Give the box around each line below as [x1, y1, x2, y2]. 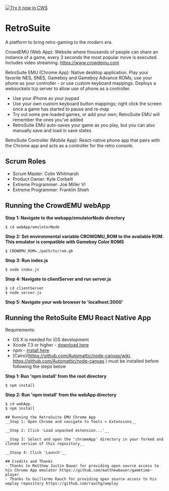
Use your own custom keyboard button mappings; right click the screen [12, 100, 162, 106]
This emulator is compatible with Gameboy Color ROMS [5, 239, 125, 245]
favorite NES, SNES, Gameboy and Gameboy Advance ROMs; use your [5, 75, 152, 81]
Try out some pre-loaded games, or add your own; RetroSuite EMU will [12, 111, 160, 117]
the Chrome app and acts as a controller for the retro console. [5, 142, 134, 148]
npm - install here [12, 347, 49, 353]
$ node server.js [5, 290, 42, 295]
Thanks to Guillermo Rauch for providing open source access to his [10, 477, 157, 482]
